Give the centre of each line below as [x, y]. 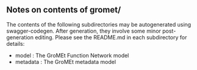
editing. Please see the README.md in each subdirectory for [111, 37]
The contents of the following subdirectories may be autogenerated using [99, 24]
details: [16, 43]
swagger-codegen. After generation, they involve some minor [84, 31]
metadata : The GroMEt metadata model [66, 62]
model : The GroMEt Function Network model [72, 55]
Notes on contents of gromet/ [64, 10]
